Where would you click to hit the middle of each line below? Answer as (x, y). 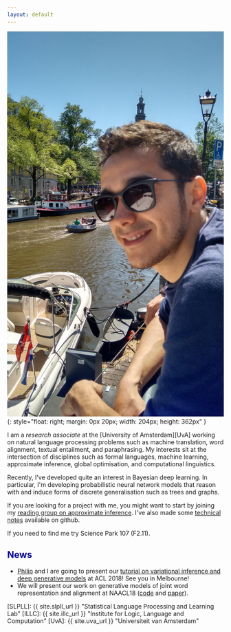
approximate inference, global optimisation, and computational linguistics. (112, 464)
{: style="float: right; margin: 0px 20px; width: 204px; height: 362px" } (107, 421)
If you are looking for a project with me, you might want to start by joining (111, 505)
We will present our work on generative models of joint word (102, 586)
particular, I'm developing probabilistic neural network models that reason (112, 484)
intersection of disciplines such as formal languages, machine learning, (108, 457)
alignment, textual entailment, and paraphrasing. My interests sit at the (107, 449)
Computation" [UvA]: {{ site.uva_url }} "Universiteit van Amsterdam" (103, 621)
